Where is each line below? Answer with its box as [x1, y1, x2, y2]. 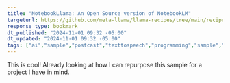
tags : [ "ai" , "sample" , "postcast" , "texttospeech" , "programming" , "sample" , [7, 42, 222, 49]
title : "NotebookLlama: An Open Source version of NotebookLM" [7, 10, 192, 17]
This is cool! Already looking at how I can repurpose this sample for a [7, 61, 203, 69]
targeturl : [7, 16, 38, 23]
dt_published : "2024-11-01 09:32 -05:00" [7, 29, 127, 36]
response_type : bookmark [7, 23, 78, 29]
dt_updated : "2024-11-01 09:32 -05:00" [7, 36, 121, 43]
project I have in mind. [7, 68, 70, 76]
